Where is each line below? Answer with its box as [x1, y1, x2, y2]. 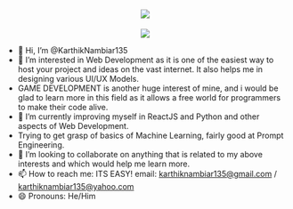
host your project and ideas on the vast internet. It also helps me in [17, 63, 264, 75]
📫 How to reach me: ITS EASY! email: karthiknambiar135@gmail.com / [17, 168, 278, 179]
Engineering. [17, 139, 65, 150]
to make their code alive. [17, 101, 109, 112]
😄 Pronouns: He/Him [17, 190, 96, 201]
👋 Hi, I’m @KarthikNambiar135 [17, 44, 128, 55]
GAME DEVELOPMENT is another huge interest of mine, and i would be [17, 83, 279, 93]
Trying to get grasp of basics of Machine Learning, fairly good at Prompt [17, 130, 284, 141]
